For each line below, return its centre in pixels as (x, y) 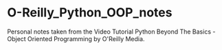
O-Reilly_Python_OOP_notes (90, 13)
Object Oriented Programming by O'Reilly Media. (76, 38)
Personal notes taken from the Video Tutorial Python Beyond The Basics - (111, 32)
